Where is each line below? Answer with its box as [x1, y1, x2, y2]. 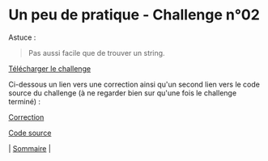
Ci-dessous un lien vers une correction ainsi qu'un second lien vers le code [8, 79, 261, 89]
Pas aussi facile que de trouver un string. [28, 48, 165, 57]
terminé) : [8, 96, 41, 106]
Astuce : [8, 32, 36, 42]
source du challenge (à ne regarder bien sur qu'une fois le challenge [8, 87, 237, 98]
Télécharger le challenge [8, 63, 91, 74]
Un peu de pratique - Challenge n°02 [8, 6, 261, 24]
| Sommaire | [8, 143, 51, 153]
